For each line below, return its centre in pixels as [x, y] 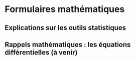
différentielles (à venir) [41, 52]
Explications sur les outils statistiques [65, 28]
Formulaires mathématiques [65, 9]
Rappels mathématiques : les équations [68, 44]
